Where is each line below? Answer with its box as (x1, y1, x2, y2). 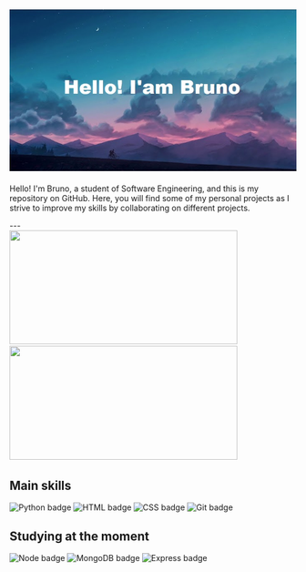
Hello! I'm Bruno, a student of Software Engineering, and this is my (9, 183, 260, 194)
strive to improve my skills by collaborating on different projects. (9, 202, 250, 214)
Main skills (9, 477, 72, 493)
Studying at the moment (9, 528, 150, 544)
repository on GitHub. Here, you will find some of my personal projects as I (9, 193, 290, 204)
